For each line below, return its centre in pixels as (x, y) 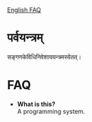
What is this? (36, 104)
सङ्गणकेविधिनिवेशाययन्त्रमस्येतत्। (44, 57)
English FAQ (24, 10)
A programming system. (51, 111)
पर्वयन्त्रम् (25, 38)
